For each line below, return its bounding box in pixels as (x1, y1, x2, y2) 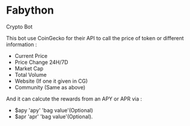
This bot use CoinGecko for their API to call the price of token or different (6, 34, 184, 41)
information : (6, 41, 37, 48)
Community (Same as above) (14, 83, 86, 91)
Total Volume (14, 71, 47, 78)
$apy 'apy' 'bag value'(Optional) (14, 106, 93, 114)
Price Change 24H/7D (14, 59, 68, 66)
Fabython (6, 4, 54, 17)
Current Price (14, 52, 48, 59)
